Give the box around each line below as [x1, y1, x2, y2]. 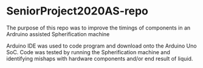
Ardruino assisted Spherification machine [6, 30, 110, 37]
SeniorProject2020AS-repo [6, 4, 149, 18]
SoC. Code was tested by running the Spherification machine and [6, 48, 170, 55]
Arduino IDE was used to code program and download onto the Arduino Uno [6, 42, 197, 49]
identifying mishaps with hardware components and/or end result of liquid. [6, 55, 193, 62]
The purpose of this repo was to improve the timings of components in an [6, 24, 191, 31]
